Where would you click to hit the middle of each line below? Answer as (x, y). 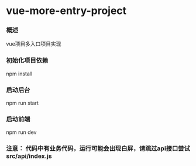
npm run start (23, 103)
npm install (19, 74)
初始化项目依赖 (27, 61)
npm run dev (21, 132)
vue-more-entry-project (66, 11)
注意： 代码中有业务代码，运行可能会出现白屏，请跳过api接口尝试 (98, 148)
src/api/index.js (29, 156)
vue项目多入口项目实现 (34, 44)
